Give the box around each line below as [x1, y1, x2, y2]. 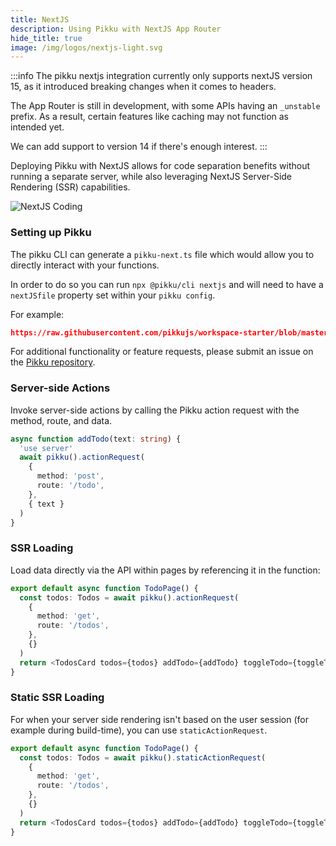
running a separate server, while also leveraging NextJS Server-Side [10, 171, 293, 183]
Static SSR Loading [10, 691, 105, 705]
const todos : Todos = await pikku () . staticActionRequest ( [19, 752, 267, 763]
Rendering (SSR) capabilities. [10, 181, 131, 193]
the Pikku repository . [10, 356, 96, 368]
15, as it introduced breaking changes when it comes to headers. [10, 81, 277, 93]
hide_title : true [10, 33, 83, 43]
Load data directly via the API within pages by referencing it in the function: [10, 564, 321, 576]
